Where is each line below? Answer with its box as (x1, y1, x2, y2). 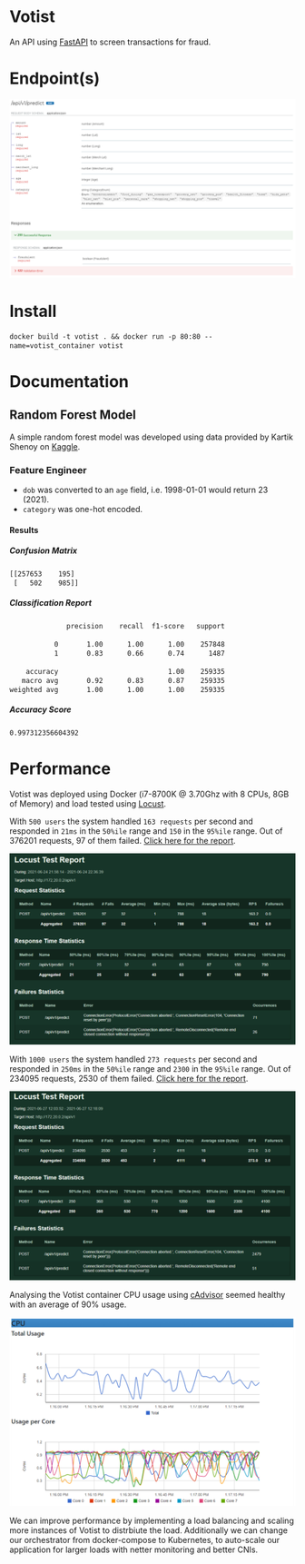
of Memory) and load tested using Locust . (9, 797, 166, 809)
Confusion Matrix (9, 545, 78, 556)
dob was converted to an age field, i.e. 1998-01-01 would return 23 (22, 484, 269, 496)
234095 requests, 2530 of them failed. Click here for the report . (9, 1073, 249, 1084)
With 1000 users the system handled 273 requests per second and (9, 1054, 258, 1064)
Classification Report (9, 598, 93, 609)
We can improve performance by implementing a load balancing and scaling (9, 1515, 295, 1526)
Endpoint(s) (9, 68, 100, 89)
